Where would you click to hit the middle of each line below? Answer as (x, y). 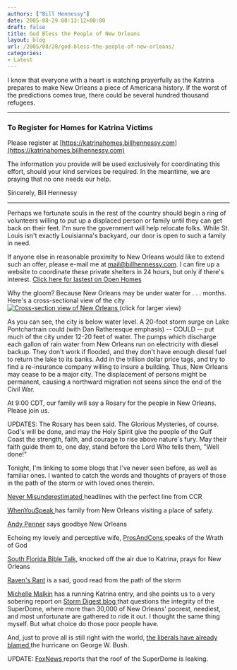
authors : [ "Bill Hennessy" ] (49, 14)
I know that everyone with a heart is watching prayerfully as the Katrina (111, 80)
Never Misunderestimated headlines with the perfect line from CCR (105, 497)
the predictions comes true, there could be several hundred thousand (108, 95)
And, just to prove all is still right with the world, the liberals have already (113, 637)
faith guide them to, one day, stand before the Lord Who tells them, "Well (113, 447)
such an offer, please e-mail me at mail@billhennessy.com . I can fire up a (114, 264)
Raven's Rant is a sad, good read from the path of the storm (94, 580)
